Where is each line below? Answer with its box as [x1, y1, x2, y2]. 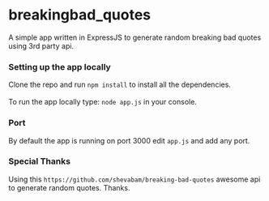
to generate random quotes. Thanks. [8, 182, 130, 192]
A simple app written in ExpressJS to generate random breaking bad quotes [8, 32, 262, 42]
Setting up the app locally [8, 61, 111, 72]
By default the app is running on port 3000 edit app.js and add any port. [8, 135, 250, 145]
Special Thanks [8, 156, 71, 167]
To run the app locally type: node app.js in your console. [8, 97, 197, 107]
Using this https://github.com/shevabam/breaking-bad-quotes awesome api [8, 174, 261, 184]
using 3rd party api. [8, 41, 75, 50]
